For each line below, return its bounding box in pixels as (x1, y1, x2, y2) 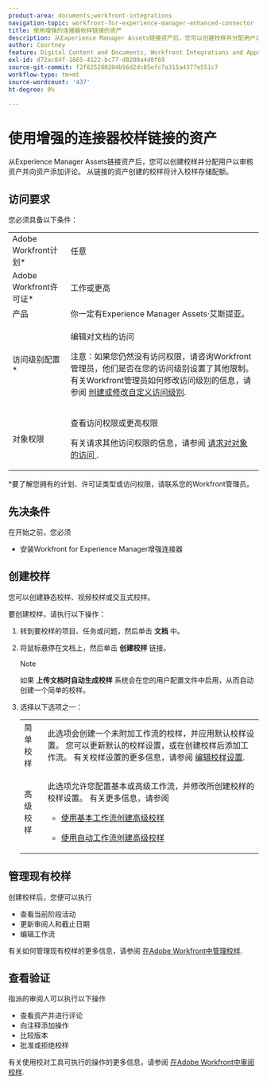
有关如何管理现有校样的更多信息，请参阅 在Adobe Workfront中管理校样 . (8, 946, 243, 955)
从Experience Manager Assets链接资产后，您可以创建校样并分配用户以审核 (8, 157, 254, 167)
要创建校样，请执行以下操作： (8, 609, 106, 618)
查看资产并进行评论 (19, 1011, 83, 1020)
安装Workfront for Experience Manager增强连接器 (19, 544, 184, 553)
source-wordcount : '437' (8, 78, 91, 86)
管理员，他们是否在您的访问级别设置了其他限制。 (70, 363, 254, 374)
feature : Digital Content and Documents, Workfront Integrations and (8, 48, 244, 56)
